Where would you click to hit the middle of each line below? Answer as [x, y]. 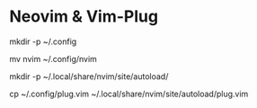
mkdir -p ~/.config [43, 41]
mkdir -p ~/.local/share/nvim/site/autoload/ [89, 76]
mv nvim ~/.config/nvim [53, 58]
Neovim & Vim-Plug [84, 17]
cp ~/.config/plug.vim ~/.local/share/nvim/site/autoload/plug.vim [129, 94]
